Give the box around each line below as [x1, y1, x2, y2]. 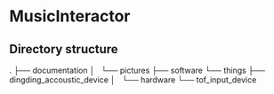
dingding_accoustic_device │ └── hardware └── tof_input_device [9, 74, 257, 85]
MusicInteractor [9, 6, 131, 27]
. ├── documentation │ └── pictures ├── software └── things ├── [9, 65, 265, 75]
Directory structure [9, 42, 118, 57]
